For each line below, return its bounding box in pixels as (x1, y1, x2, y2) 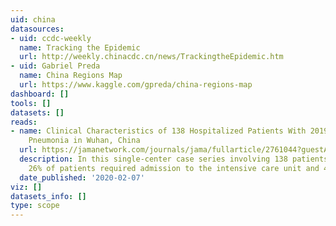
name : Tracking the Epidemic (19, 42, 141, 53)
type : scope (10, 201, 60, 211)
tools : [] (10, 98, 52, 108)
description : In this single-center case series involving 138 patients (19, 154, 329, 164)
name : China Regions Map (19, 71, 123, 81)
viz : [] (10, 182, 43, 192)
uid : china (10, 14, 56, 25)
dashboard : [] (10, 89, 70, 99)
